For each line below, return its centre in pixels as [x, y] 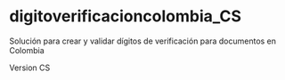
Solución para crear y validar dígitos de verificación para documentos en [143, 41]
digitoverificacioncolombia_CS [126, 16]
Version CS [30, 68]
